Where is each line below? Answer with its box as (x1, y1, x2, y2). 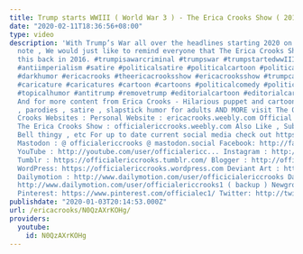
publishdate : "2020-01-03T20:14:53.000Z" (9, 197, 168, 207)
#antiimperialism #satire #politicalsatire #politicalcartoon (17, 64, 256, 73)
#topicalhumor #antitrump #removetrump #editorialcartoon (17, 88, 241, 97)
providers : (9, 213, 50, 223)
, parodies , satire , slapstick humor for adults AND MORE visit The (17, 105, 289, 114)
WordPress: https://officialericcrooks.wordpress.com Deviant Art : (17, 164, 280, 173)
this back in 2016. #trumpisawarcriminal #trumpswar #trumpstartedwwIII (17, 55, 297, 64)
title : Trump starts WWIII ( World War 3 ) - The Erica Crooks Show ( (9, 13, 280, 23)
